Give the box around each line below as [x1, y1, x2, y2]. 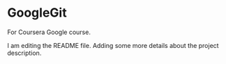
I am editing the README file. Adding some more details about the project [7, 41, 219, 49]
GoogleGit [7, 5, 68, 21]
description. [7, 49, 42, 57]
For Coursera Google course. [7, 28, 91, 36]
